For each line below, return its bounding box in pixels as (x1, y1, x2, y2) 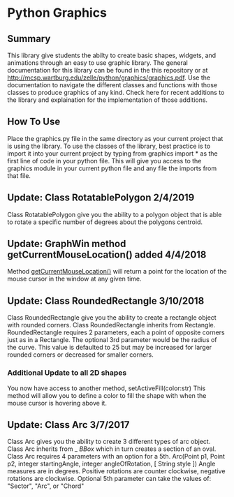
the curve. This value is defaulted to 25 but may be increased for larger (7, 343, 212, 352)
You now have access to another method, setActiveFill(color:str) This (7, 384, 206, 392)
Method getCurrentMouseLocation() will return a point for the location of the (7, 267, 227, 276)
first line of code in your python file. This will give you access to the (7, 156, 202, 165)
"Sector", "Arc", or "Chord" (7, 482, 85, 490)
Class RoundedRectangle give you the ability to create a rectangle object (7, 313, 217, 322)
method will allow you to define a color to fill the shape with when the (7, 391, 207, 399)
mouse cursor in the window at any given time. (7, 274, 142, 283)
